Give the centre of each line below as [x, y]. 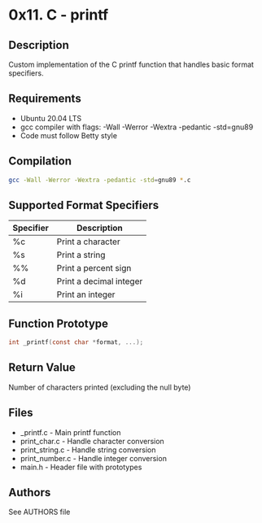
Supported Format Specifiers [84, 205]
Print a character [88, 242]
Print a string [81, 255]
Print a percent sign [94, 268]
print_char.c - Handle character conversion [92, 441]
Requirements [45, 99]
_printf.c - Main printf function [70, 432]
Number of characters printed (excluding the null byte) [100, 387]
